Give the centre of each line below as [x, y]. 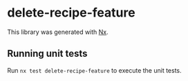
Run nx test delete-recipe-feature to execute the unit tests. [94, 70]
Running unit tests [47, 54]
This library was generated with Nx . [58, 32]
